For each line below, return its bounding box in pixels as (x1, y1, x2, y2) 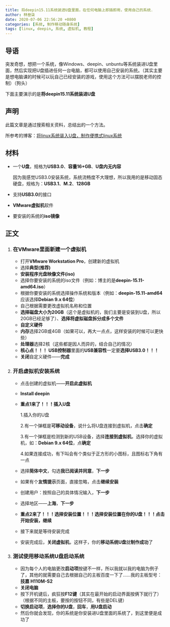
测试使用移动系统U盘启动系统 (12, 553, 85, 560)
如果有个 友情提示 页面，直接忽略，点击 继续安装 (20, 478, 119, 484)
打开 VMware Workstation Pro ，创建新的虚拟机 (20, 258, 120, 265)
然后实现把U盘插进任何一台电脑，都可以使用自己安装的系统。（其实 (14, 67, 154, 73)
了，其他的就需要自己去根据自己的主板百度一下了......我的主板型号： (20, 572, 162, 578)
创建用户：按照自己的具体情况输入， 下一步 (20, 489, 110, 495)
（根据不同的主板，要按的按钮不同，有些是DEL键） (20, 597, 127, 603)
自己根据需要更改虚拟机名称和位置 (20, 303, 92, 309)
